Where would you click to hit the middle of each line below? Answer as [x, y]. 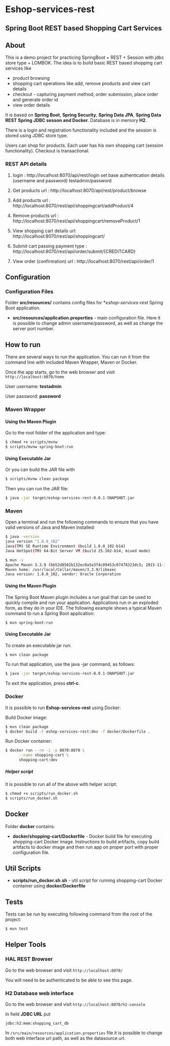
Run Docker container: [29, 741]
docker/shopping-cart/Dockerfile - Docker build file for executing [82, 836]
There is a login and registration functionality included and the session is [81, 130]
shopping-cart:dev [38, 760]
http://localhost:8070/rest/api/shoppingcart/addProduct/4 [73, 205]
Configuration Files [29, 292]
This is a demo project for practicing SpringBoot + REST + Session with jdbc [85, 57]
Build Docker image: [26, 717]
